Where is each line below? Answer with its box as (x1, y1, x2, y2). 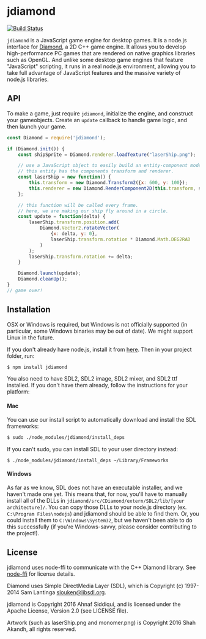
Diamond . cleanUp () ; (18, 276, 68, 282)
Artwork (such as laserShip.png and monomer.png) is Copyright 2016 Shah (7, 619, 196, 626)
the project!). (7, 529, 40, 536)
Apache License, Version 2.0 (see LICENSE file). (7, 606, 128, 614)
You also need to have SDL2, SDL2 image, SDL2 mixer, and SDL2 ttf (7, 375, 178, 382)
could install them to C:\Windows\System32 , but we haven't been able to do (7, 516, 193, 524)
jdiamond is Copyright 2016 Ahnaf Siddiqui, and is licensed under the (7, 600, 181, 608)
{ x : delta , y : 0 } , (50, 231, 98, 237)
